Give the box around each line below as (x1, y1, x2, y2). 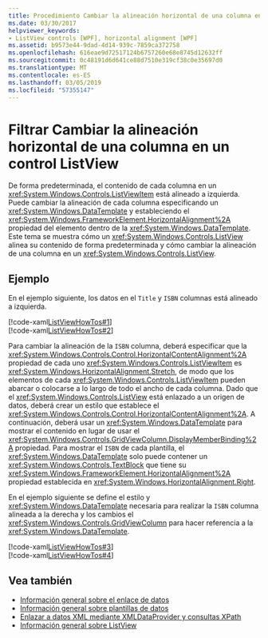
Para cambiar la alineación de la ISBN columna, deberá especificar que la (8, 341, 247, 351)
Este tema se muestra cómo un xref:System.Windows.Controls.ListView (8, 232, 243, 241)
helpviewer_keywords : (8, 26, 81, 34)
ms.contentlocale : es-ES (8, 71, 91, 79)
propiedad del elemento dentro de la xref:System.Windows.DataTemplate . (8, 223, 251, 233)
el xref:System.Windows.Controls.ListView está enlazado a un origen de (8, 393, 245, 402)
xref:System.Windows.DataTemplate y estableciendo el (8, 206, 190, 216)
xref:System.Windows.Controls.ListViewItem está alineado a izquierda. (8, 189, 241, 199)
